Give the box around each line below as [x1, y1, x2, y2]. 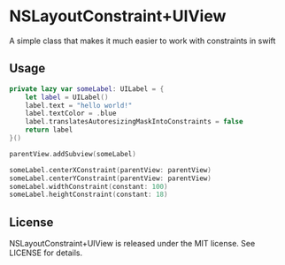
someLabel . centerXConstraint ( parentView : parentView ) [9, 165, 212, 174]
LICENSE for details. [9, 247, 83, 258]
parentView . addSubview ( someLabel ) [9, 149, 137, 158]
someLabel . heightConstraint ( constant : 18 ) [9, 190, 168, 200]
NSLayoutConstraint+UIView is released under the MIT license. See [9, 238, 256, 249]
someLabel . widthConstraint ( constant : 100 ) [9, 182, 168, 191]
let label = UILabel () [25, 93, 109, 102]
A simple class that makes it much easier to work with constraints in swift [9, 35, 276, 46]
